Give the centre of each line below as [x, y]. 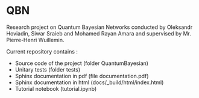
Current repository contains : [42, 51]
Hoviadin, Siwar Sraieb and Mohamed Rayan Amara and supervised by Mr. [99, 33]
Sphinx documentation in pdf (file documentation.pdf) [82, 76]
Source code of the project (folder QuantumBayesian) [82, 63]
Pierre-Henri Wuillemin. [35, 40]
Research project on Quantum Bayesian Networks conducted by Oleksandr [99, 27]
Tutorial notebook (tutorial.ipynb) [56, 88]
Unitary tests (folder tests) [47, 69]
